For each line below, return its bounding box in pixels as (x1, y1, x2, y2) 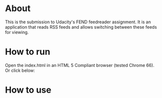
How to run (5, 47, 51, 57)
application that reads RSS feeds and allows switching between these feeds (5, 24, 157, 30)
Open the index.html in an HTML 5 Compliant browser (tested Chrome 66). (5, 62, 155, 68)
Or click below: (5, 67, 36, 73)
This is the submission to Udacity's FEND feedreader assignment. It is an (5, 19, 151, 25)
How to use (5, 84, 52, 96)
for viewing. (5, 29, 29, 35)
